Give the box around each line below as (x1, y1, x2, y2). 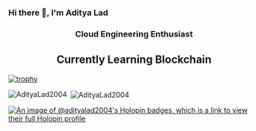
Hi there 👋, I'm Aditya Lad (8, 7, 108, 18)
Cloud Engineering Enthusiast (75, 28, 193, 39)
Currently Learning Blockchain (56, 53, 212, 67)
